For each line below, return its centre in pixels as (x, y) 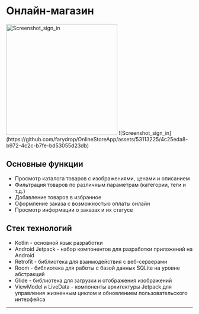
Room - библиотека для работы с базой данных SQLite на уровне (97, 268)
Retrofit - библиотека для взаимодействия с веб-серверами (91, 261)
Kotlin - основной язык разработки (59, 242)
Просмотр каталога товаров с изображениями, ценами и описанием (102, 178)
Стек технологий (39, 229)
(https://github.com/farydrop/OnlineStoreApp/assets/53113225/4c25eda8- (97, 139)
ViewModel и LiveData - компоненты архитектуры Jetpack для (93, 287)
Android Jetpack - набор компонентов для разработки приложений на (104, 249)
